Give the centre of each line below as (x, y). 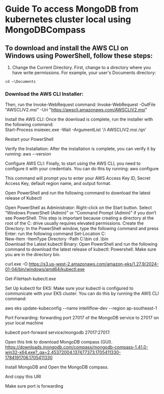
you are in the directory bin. (33, 255)
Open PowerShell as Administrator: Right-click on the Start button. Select (79, 208)
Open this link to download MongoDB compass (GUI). (59, 342)
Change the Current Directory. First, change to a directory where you (82, 67)
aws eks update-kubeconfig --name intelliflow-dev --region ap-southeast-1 (81, 308)
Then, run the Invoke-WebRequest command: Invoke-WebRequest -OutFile (80, 105)
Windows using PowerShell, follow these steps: (79, 56)
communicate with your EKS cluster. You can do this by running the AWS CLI (82, 293)
